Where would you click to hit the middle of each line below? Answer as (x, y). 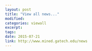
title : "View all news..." (32, 14)
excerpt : (14, 28)
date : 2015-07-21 (23, 37)
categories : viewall (26, 23)
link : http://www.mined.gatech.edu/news (46, 41)
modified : (15, 18)
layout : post (18, 9)
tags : (10, 32)
